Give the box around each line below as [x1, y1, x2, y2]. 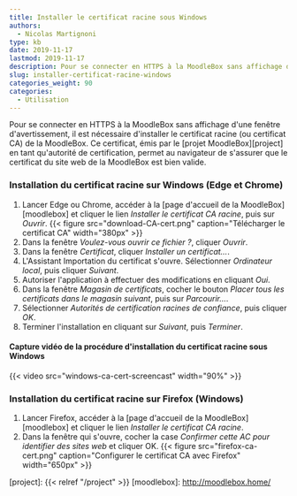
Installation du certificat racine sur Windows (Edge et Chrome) [9, 179, 284, 191]
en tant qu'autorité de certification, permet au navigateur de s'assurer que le [9, 148, 288, 158]
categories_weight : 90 [9, 79, 93, 88]
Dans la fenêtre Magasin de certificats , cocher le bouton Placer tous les [21, 284, 285, 294]
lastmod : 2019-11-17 [9, 54, 86, 63]
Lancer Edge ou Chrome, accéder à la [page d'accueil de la [21, 199, 239, 210]
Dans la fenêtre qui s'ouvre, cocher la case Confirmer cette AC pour [21, 431, 270, 442]
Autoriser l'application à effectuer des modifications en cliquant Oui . [21, 274, 271, 285]
